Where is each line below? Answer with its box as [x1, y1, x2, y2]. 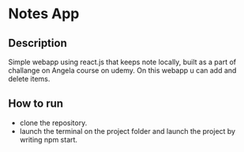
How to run [8, 97, 64, 111]
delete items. [8, 74, 51, 83]
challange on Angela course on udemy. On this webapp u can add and [8, 66, 237, 75]
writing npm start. [19, 135, 77, 144]
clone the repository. [19, 118, 88, 127]
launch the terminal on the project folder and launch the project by [19, 126, 235, 135]
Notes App [8, 5, 80, 23]
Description [8, 36, 67, 50]
